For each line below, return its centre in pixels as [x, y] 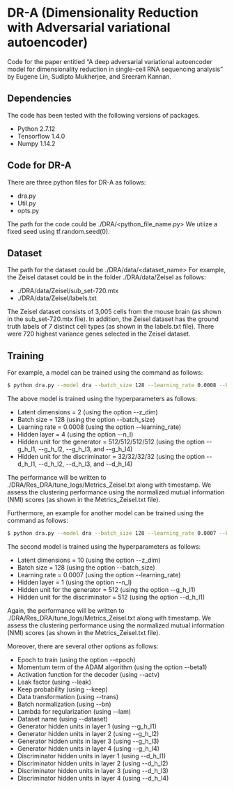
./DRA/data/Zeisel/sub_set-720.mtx [68, 291]
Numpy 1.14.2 [36, 143]
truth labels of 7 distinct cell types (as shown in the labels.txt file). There [111, 327]
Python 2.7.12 [36, 128]
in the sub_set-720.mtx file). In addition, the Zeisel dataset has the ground [113, 319]
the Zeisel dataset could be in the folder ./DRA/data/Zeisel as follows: [107, 277]
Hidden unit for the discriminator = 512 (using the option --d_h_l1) [111, 597]
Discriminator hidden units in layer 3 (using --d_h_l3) [93, 770]
